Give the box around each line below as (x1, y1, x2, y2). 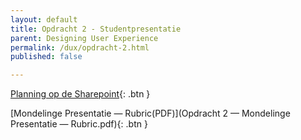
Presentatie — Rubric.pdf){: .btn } (10, 118, 148, 130)
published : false (10, 52, 83, 62)
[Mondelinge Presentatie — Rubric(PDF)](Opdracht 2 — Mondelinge (10, 107, 291, 120)
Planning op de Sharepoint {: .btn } (10, 88, 151, 100)
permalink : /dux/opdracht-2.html (10, 42, 150, 53)
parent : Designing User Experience (10, 33, 159, 43)
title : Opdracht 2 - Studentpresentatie (10, 24, 182, 34)
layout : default (10, 14, 78, 25)
